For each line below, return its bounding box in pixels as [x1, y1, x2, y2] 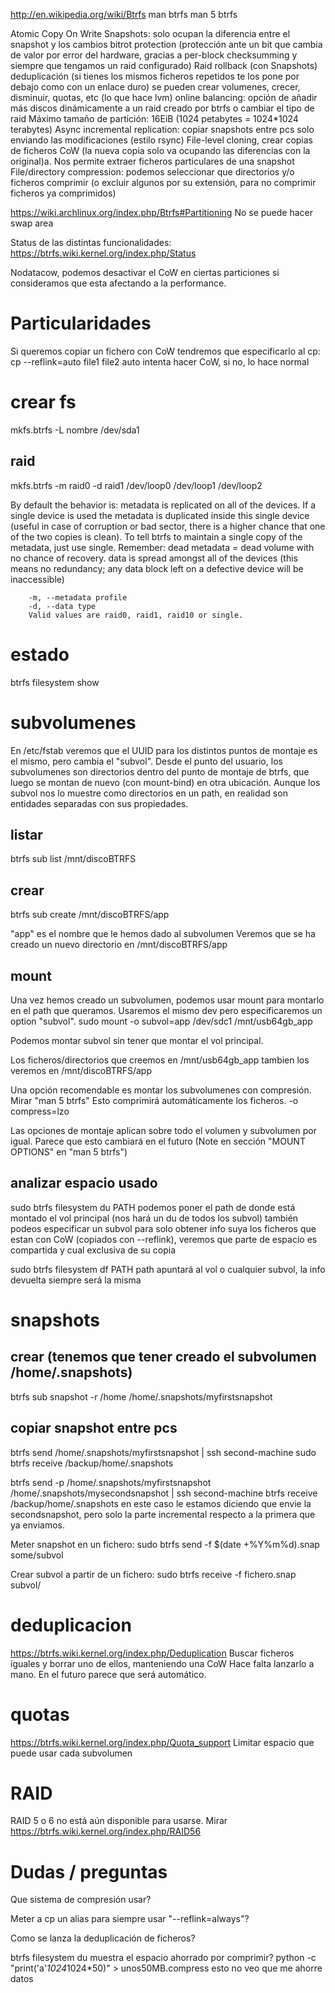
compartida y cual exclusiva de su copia [10, 1244, 177, 1256]
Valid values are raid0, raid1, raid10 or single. [28, 610, 244, 620]
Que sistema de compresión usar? [10, 1894, 152, 1906]
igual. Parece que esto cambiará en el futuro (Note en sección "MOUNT [10, 1135, 306, 1147]
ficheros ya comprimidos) [10, 187, 117, 199]
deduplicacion [10, 1614, 132, 1636]
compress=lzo [10, 1105, 70, 1117]
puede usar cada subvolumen [10, 1747, 133, 1759]
